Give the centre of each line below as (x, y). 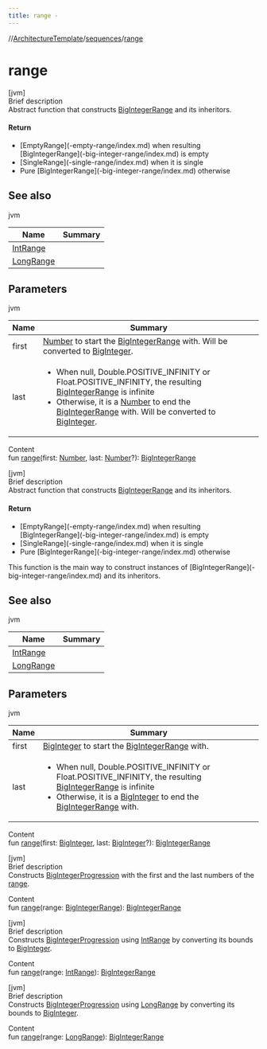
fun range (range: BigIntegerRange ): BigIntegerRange (95, 907)
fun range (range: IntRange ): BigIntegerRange (82, 973)
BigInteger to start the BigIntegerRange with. (126, 747)
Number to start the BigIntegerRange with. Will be (135, 341)
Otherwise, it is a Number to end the (123, 402)
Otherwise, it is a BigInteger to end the (128, 797)
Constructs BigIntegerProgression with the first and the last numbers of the (131, 875)
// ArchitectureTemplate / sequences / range (76, 38)
